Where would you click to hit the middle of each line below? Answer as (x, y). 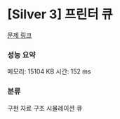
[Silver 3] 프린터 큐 (60, 14)
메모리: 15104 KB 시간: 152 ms (49, 71)
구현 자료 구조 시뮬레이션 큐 (45, 108)
